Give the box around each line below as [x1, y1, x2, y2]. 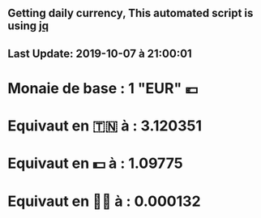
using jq [7, 19, 49, 33]
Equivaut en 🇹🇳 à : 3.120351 [7, 117, 203, 135]
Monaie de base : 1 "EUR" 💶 [7, 79, 199, 97]
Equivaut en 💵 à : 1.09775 [7, 154, 183, 173]
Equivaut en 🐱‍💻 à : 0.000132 [7, 192, 201, 210]
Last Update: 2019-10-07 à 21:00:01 [7, 46, 192, 60]
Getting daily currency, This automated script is [7, 6, 254, 20]
